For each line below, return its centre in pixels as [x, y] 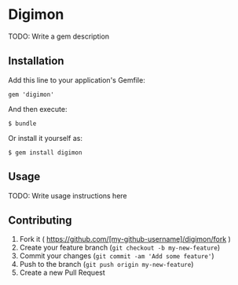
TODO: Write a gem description [59, 36]
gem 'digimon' [31, 94]
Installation [36, 61]
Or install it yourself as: [45, 138]
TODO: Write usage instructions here [68, 195]
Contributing [40, 220]
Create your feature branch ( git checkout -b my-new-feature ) [120, 248]
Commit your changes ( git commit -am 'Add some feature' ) [117, 256]
